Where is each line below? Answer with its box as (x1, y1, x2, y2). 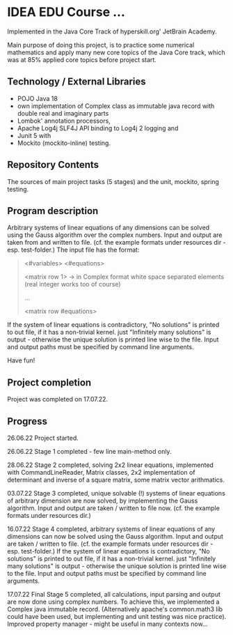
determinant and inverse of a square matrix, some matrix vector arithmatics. (7, 475, 225, 484)
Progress (7, 415, 47, 427)
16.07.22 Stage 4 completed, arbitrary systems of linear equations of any (7, 525, 216, 533)
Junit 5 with (17, 131, 51, 139)
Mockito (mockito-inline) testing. (17, 139, 111, 147)
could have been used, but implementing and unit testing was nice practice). (7, 613, 227, 620)
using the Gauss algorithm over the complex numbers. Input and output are (7, 231, 223, 239)
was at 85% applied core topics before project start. (7, 55, 156, 63)
